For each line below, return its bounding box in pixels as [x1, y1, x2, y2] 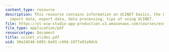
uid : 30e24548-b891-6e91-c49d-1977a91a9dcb [5, 40, 98, 45]
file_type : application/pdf [5, 26, 64, 31]
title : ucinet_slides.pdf [5, 35, 59, 40]
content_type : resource [5, 7, 55, 12]
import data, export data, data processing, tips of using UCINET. [10, 16, 154, 21]
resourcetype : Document [5, 30, 55, 35]
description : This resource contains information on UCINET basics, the [5, 12, 161, 17]
